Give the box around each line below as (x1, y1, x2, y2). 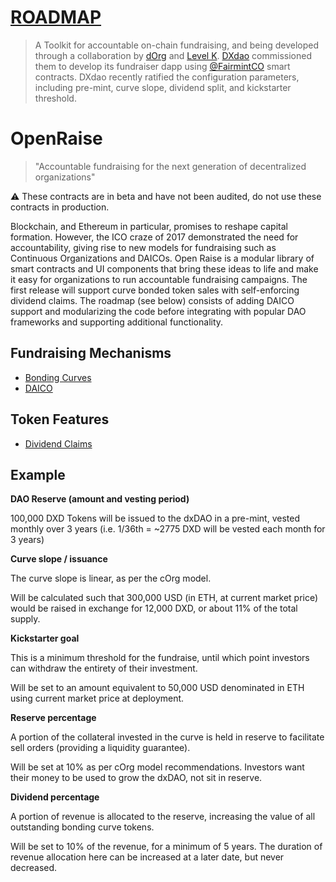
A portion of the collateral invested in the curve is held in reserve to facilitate (10, 731, 325, 743)
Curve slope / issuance (10, 553, 108, 565)
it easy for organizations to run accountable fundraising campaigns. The (10, 273, 308, 285)
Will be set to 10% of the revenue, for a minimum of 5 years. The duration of (10, 841, 323, 853)
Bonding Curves (24, 371, 92, 383)
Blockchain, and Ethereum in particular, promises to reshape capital (10, 220, 288, 232)
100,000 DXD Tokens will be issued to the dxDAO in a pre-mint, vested (10, 512, 300, 525)
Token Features (10, 411, 110, 428)
